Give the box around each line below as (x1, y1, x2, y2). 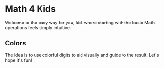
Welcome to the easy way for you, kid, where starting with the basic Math (5, 20, 155, 25)
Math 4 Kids (5, 3, 56, 15)
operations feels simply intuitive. (5, 24, 71, 30)
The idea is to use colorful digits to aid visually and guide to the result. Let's (5, 52, 159, 58)
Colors (5, 39, 26, 47)
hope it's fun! (5, 57, 32, 63)
